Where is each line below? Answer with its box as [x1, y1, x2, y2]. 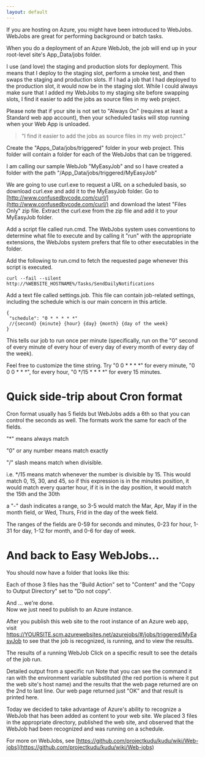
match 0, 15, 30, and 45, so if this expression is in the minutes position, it [6, 477, 190, 484]
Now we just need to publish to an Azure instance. [6, 605, 133, 613]
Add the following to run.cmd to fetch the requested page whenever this [6, 257, 188, 264]
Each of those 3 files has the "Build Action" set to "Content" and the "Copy [6, 581, 195, 588]
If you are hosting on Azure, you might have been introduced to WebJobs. [6, 26, 193, 33]
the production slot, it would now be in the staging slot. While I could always [6, 82, 198, 90]
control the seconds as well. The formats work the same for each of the [6, 416, 187, 424]
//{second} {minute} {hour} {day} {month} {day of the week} [9, 320, 168, 327]
